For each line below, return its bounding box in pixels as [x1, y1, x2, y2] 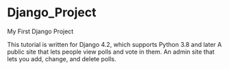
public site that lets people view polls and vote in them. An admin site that [7, 48, 215, 56]
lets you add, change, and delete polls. [7, 54, 117, 63]
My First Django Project [7, 27, 74, 35]
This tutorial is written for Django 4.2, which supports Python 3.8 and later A [7, 40, 222, 48]
